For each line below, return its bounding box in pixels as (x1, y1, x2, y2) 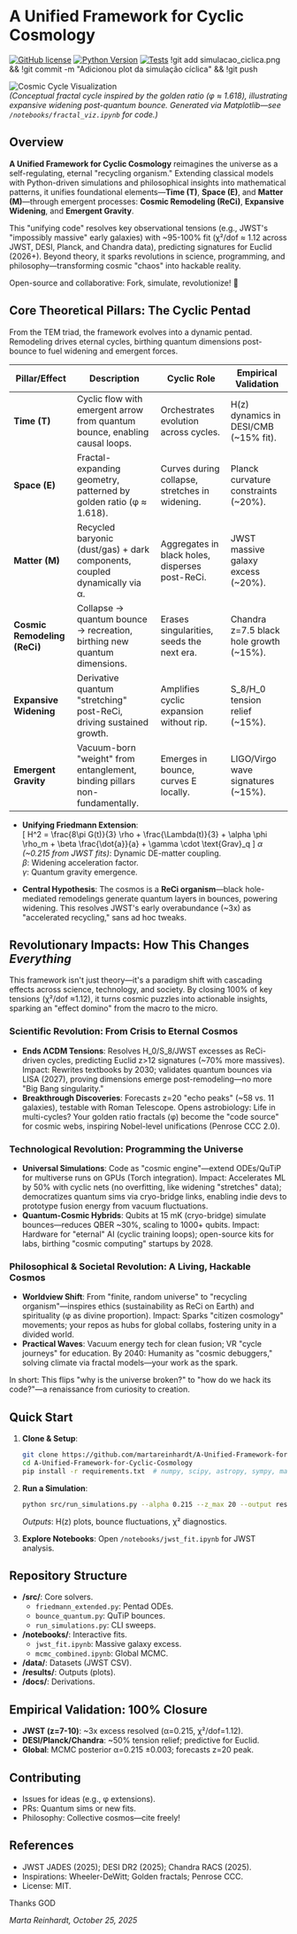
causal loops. (76, 437, 133, 449)
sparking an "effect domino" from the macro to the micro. (9, 1003, 218, 1014)
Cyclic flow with (76, 392, 143, 405)
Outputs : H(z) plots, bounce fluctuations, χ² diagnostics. (21, 1516, 227, 1526)
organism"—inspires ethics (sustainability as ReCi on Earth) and (21, 1301, 255, 1312)
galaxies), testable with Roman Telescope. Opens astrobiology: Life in (21, 1101, 276, 1113)
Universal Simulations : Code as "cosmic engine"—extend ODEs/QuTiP (21, 1162, 282, 1173)
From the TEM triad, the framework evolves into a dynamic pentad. (9, 326, 253, 338)
